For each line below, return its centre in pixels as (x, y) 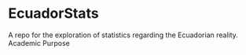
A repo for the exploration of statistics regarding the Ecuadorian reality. (123, 35)
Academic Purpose (39, 43)
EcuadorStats (54, 14)
